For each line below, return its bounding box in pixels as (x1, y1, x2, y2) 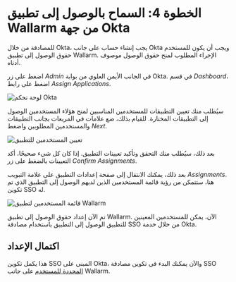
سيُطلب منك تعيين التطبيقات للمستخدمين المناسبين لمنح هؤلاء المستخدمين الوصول (7, 106, 224, 115)
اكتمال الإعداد (7, 240, 60, 252)
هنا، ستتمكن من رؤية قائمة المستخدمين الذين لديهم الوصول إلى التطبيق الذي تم (7, 178, 215, 186)
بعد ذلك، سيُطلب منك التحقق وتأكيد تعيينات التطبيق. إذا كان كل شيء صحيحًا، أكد (7, 149, 215, 157)
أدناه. (7, 58, 21, 66)
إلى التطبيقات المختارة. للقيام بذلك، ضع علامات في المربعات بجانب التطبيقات (7, 114, 209, 123)
